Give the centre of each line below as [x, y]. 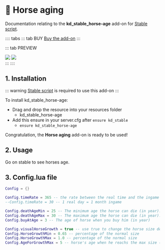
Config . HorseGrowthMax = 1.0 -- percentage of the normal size [71, 238]
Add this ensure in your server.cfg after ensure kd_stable [70, 120]
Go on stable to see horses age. [37, 162]
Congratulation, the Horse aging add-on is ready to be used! [67, 135]
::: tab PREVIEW [21, 48]
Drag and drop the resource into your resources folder [67, 110]
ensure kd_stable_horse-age [48, 125]
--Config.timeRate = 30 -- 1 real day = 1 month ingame [63, 202]
